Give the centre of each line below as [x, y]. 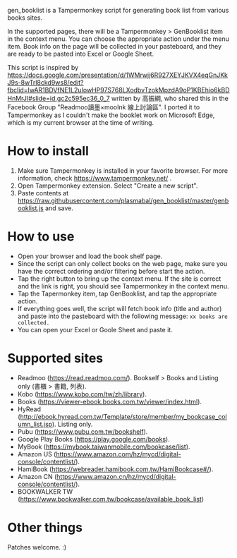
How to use [41, 237]
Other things [45, 528]
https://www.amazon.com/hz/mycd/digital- [119, 454]
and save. [59, 208]
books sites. [25, 18]
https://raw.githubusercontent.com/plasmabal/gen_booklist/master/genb [123, 200]
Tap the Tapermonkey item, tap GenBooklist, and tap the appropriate [117, 293]
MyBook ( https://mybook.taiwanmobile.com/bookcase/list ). [104, 447]
